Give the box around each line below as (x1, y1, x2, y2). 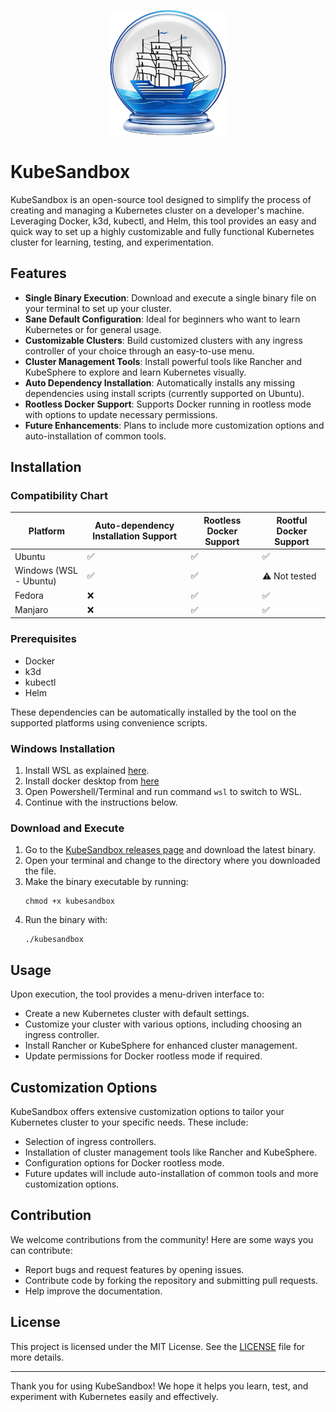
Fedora (14, 590, 44, 602)
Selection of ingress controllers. (24, 1135, 157, 1147)
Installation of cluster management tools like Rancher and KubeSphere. (24, 1146, 318, 1158)
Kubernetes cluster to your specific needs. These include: (10, 1116, 249, 1128)
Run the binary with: (24, 914, 108, 926)
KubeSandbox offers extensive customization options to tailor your (10, 1105, 285, 1117)
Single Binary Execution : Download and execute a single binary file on (24, 291, 317, 304)
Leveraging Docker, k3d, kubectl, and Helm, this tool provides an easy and (10, 215, 317, 227)
